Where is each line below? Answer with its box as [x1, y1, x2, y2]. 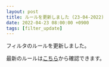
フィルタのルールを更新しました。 [6, 42, 90, 49]
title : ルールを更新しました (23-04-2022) [6, 14, 104, 20]
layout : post [6, 8, 39, 15]
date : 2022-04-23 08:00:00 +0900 [6, 20, 89, 25]
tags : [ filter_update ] [6, 25, 63, 31]
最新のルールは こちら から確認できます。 [6, 55, 105, 62]
